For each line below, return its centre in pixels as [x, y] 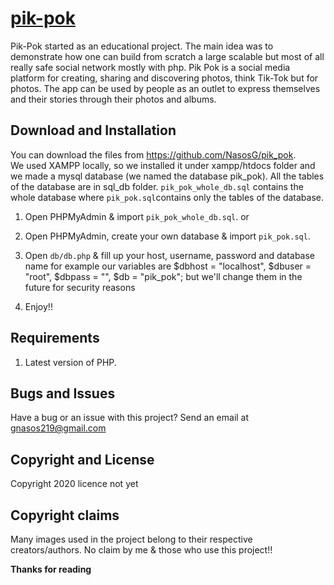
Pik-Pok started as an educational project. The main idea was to [142, 46]
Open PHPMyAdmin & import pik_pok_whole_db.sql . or [137, 216]
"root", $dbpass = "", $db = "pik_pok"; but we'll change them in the [163, 276]
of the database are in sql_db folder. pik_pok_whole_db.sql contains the [157, 186]
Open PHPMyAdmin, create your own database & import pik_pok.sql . [167, 236]
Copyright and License [82, 459]
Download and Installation [93, 130]
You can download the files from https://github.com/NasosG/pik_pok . [153, 154]
